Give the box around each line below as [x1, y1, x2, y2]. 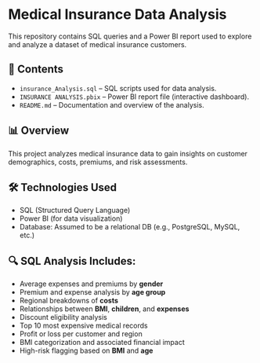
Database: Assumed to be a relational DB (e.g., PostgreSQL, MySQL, [19, 222, 240, 232]
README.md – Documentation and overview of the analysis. [19, 100, 205, 109]
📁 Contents [8, 63, 64, 76]
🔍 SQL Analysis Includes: [8, 254, 136, 268]
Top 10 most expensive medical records [19, 321, 148, 331]
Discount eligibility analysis [19, 313, 107, 322]
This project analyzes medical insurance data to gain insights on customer [8, 148, 248, 158]
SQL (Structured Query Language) [19, 206, 131, 215]
